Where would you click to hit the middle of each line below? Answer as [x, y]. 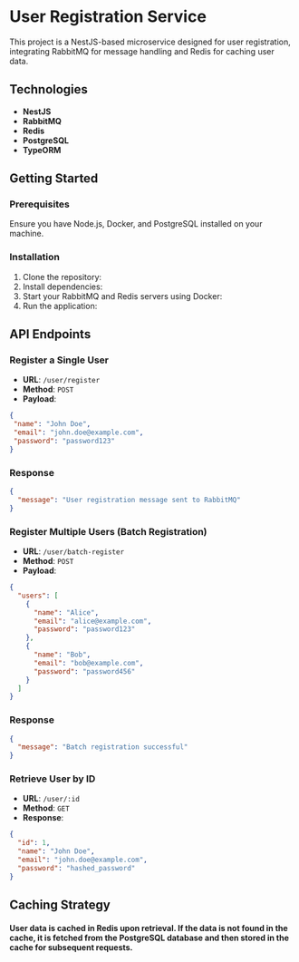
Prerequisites [39, 204]
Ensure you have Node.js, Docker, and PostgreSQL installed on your [136, 224]
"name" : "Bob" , [62, 655]
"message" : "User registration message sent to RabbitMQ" [130, 500]
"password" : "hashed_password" [77, 868]
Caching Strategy [60, 905]
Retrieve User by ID [53, 779]
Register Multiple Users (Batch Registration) [108, 531]
